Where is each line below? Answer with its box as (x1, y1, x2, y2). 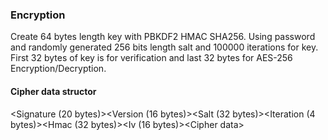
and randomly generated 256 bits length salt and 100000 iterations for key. (10, 41, 319, 53)
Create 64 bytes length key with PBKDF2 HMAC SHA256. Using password (10, 31, 316, 43)
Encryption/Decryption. (10, 63, 107, 75)
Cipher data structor (10, 85, 97, 97)
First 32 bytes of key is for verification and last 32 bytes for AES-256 (10, 52, 293, 64)
